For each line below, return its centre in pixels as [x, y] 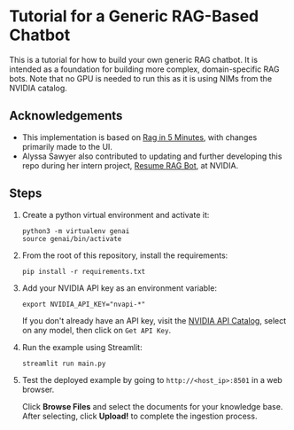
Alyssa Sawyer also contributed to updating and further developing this [152, 156]
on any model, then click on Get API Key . [96, 330]
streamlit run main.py [64, 364]
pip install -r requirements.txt [84, 271]
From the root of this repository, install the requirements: [125, 255]
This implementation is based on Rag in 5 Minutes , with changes [139, 137]
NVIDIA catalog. [39, 88]
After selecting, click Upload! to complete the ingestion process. [139, 416]
